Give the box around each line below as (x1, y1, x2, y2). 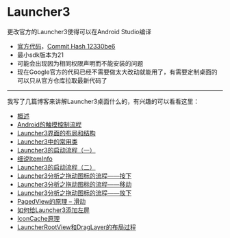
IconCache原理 (16, 214, 60, 222)
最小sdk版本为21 (16, 51, 64, 59)
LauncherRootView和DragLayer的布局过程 (16, 223, 136, 231)
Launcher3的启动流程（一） (16, 146, 96, 154)
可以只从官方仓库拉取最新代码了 (16, 76, 107, 84)
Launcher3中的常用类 (16, 137, 78, 146)
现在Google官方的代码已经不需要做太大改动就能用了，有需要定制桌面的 (16, 68, 218, 76)
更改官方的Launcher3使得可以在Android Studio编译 (7, 27, 152, 36)
